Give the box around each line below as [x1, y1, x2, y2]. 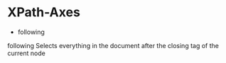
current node [7, 49, 46, 57]
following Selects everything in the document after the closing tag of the [7, 41, 219, 50]
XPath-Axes [7, 4, 80, 21]
